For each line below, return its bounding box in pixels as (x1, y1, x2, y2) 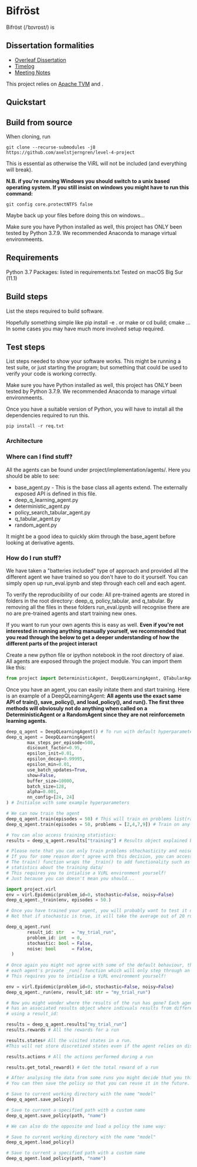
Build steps (6, 292, 48, 302)
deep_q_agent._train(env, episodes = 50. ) (6, 897, 111, 903)
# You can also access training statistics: (6, 832, 117, 838)
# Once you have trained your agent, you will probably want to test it (6, 908, 188, 914)
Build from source (6, 117, 73, 127)
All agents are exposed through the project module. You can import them (6, 657, 182, 665)
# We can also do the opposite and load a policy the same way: (6, 1123, 167, 1129)
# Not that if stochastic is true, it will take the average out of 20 (6, 913, 185, 920)
